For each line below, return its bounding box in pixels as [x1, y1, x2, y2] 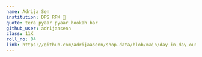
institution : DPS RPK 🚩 [6, 14, 66, 20]
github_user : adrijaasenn [6, 25, 71, 31]
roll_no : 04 [6, 36, 36, 42]
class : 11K [6, 31, 34, 37]
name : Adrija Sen [6, 8, 50, 15]
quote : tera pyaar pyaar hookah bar [6, 20, 98, 26]
